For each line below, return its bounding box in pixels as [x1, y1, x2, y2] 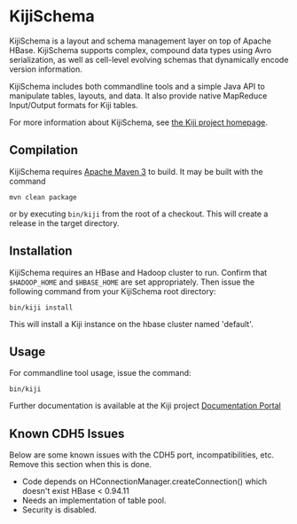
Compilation [9, 143, 78, 158]
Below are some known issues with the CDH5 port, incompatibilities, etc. [9, 450, 275, 460]
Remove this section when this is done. [9, 459, 152, 470]
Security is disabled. [21, 504, 98, 515]
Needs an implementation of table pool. [21, 495, 167, 506]
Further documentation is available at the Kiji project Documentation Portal [9, 401, 281, 411]
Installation [9, 244, 73, 259]
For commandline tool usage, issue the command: [9, 368, 192, 379]
